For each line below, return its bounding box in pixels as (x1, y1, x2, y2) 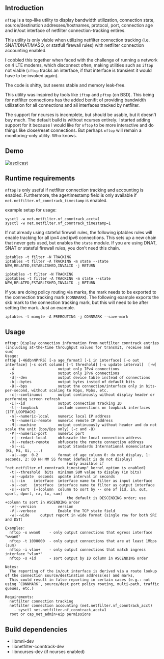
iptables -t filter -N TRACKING (5, 255, 71, 260)
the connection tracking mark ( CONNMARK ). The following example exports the (5, 295, 159, 300)
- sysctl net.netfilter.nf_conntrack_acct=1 (14, 607, 107, 613)
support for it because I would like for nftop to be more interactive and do (5, 122, 154, 128)
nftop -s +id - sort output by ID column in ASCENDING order (9, 556, 148, 561)
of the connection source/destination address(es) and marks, (5, 573, 135, 578)
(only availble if (66, 461, 105, 466)
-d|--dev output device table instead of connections (9, 375, 151, 380)
